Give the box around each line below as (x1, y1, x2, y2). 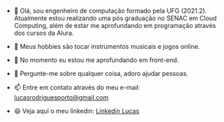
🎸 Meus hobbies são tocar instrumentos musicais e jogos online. (13, 43, 200, 50)
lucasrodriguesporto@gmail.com (13, 93, 109, 101)
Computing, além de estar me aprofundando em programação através (13, 22, 216, 29)
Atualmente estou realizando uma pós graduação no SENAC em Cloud (13, 14, 217, 22)
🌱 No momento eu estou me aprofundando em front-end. (13, 56, 179, 64)
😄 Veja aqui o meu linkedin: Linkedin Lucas (13, 107, 140, 115)
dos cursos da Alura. (13, 29, 74, 37)
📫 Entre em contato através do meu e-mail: (13, 84, 141, 91)
